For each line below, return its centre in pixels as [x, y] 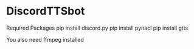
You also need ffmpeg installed [45, 39]
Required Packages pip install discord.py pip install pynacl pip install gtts [97, 28]
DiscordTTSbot [46, 11]
